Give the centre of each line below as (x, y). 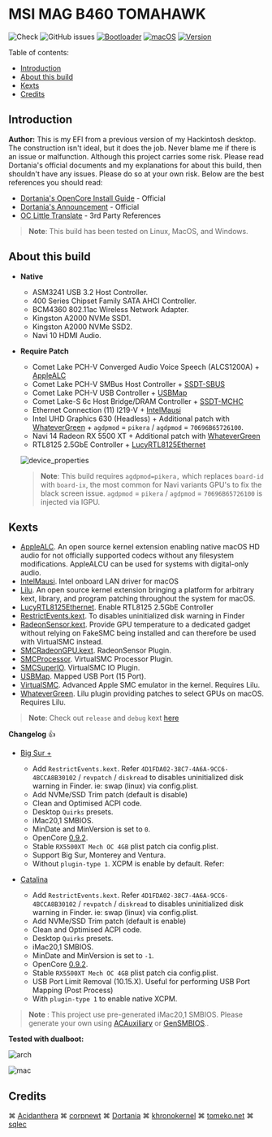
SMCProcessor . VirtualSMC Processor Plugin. (96, 659)
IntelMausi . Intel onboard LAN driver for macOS (99, 581)
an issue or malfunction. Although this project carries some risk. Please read (136, 156)
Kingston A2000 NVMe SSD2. (82, 327)
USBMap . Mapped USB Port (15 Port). (83, 676)
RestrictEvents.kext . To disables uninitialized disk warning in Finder (132, 616)
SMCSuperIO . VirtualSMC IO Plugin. (80, 668)
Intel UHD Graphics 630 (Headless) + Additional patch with (131, 419)
